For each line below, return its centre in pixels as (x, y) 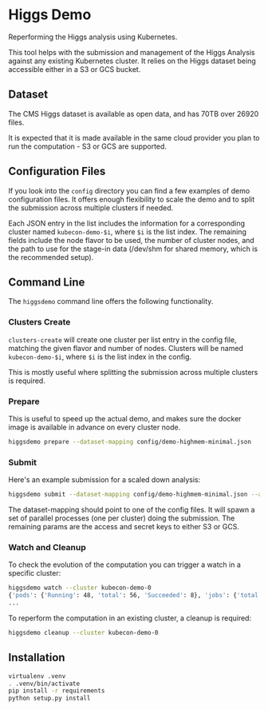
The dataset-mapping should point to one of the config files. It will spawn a (132, 510)
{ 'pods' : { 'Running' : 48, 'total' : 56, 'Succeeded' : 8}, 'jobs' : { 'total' (135, 596)
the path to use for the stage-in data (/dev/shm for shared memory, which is (133, 249)
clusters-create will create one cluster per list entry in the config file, (122, 339)
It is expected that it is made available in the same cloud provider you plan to (134, 138)
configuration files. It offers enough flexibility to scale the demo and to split (132, 199)
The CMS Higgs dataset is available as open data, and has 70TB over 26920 (134, 114)
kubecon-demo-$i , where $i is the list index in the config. (100, 357)
